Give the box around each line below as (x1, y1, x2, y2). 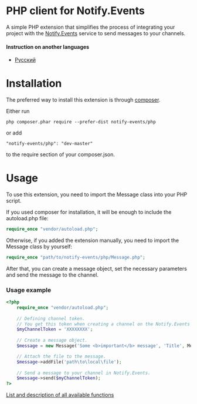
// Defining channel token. (16, 315, 85, 321)
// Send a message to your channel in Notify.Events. (16, 370, 151, 376)
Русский (14, 56, 36, 63)
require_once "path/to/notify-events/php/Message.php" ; (6, 254, 145, 260)
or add (6, 129, 22, 136)
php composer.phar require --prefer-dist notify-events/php (6, 119, 157, 125)
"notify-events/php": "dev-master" (6, 141, 93, 147)
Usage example (6, 286, 52, 294)
